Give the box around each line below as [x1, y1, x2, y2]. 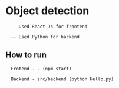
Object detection [5, 4, 90, 18]
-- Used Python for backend [11, 34, 80, 40]
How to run [5, 50, 47, 60]
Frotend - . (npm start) [11, 66, 72, 71]
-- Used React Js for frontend [11, 24, 88, 30]
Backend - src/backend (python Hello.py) [11, 76, 114, 82]
